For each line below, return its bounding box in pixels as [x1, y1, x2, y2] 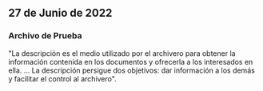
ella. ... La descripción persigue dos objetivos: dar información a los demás [8, 65, 256, 75]
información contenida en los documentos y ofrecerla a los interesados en [8, 57, 253, 66]
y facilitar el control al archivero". [8, 73, 118, 83]
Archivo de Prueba [8, 30, 82, 42]
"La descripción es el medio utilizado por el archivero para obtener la [8, 48, 236, 58]
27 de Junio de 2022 [8, 6, 113, 20]
